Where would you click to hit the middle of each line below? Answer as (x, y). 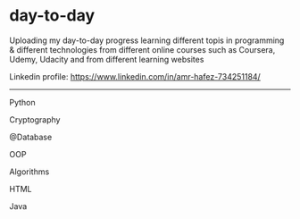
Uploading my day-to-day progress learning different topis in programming (147, 40)
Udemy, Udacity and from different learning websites (107, 59)
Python (22, 102)
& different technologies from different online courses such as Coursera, (142, 49)
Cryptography (35, 119)
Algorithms (29, 172)
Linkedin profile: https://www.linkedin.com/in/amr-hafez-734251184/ (135, 76)
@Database (31, 137)
